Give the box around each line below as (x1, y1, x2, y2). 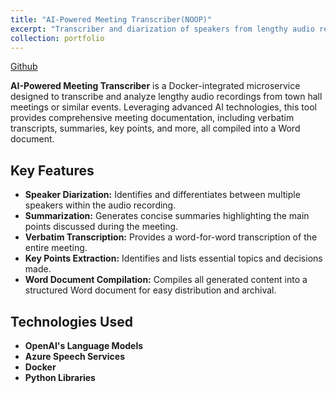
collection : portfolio (10, 33, 105, 43)
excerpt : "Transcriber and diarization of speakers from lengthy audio (10, 24, 315, 34)
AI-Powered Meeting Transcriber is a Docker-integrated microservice (10, 80, 301, 92)
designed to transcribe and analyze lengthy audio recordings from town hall (10, 91, 323, 103)
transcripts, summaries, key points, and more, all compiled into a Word (10, 122, 301, 135)
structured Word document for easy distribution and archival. (24, 284, 277, 296)
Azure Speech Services (24, 351, 125, 362)
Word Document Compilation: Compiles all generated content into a (24, 274, 308, 286)
